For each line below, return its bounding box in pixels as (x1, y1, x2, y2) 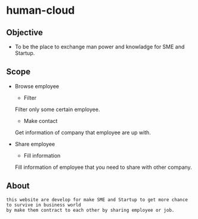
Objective (6, 27, 44, 38)
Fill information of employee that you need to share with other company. (14, 164, 192, 171)
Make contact (23, 117, 58, 124)
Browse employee (14, 82, 60, 90)
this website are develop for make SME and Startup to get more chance (6, 196, 188, 203)
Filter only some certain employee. (14, 106, 100, 113)
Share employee (14, 140, 55, 147)
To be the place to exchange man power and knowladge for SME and (14, 43, 185, 50)
